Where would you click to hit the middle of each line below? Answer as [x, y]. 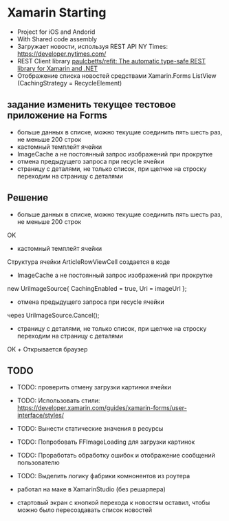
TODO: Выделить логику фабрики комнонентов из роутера [103, 476]
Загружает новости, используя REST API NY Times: [92, 46]
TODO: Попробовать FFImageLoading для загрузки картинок [106, 442]
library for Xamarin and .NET [57, 68]
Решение [28, 198]
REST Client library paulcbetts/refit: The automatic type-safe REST [111, 61]
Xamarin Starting [57, 13]
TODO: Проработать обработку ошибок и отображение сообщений [116, 456]
